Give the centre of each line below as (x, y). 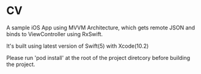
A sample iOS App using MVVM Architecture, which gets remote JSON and (101, 28)
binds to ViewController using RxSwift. (55, 34)
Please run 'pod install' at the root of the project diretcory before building (98, 57)
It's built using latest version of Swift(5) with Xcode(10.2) (78, 46)
